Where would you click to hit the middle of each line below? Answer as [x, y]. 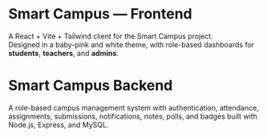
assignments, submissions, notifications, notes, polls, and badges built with [133, 116]
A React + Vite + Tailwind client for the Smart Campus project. [111, 36]
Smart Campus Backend [91, 86]
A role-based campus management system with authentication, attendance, [133, 107]
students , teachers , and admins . [63, 53]
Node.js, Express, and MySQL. [59, 124]
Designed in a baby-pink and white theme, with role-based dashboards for [131, 44]
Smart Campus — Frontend [100, 14]
